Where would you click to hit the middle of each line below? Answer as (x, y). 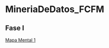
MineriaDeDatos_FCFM (55, 9)
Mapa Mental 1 (20, 40)
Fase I (15, 28)
